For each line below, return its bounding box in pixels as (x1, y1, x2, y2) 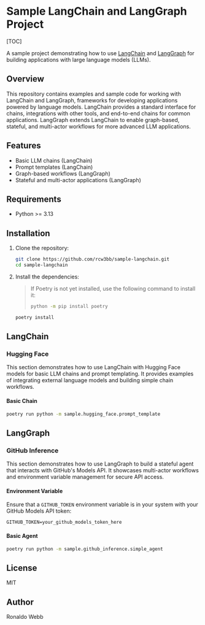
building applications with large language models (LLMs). (6, 56, 151, 63)
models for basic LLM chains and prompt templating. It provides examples (6, 370, 194, 378)
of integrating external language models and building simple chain (6, 377, 174, 384)
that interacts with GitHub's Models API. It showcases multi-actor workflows (6, 467, 199, 474)
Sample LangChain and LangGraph (6, 4, 187, 18)
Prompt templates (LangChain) (15, 163, 93, 171)
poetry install (15, 314, 55, 320)
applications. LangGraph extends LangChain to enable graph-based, (6, 116, 180, 123)
